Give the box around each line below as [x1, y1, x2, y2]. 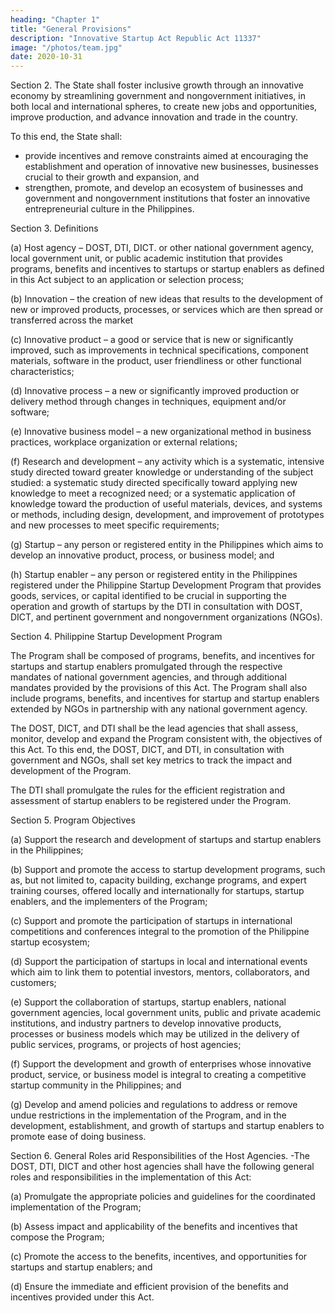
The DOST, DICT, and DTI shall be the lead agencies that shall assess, [10, 722, 299, 735]
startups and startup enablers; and [10, 1261, 153, 1273]
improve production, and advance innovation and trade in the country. [10, 111, 298, 123]
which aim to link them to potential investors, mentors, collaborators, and [10, 966, 310, 978]
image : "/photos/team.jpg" [10, 42, 123, 53]
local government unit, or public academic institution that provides [10, 252, 283, 265]
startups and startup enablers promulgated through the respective [10, 661, 283, 673]
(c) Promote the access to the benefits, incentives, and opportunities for [10, 1251, 308, 1263]
